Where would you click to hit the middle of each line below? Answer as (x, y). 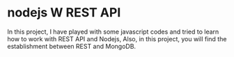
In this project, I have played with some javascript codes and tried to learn (113, 32)
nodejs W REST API (64, 13)
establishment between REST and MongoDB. (72, 46)
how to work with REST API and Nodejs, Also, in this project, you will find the (117, 38)
